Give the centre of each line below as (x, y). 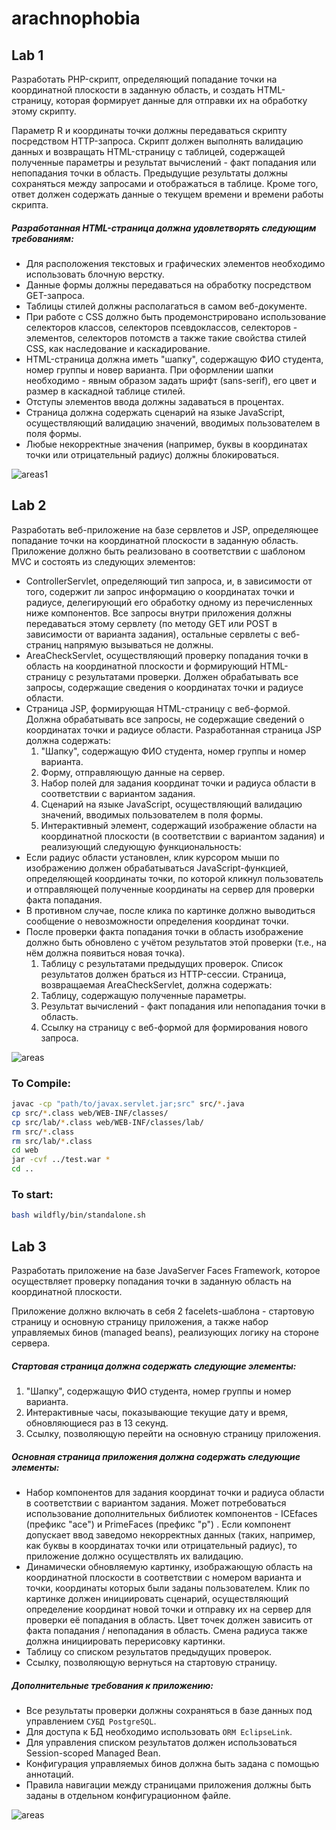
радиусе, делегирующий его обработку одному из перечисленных (169, 602)
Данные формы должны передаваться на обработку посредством (168, 284)
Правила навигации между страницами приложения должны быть (168, 1784)
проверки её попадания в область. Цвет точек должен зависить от (169, 1620)
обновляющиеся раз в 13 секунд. (97, 1423)
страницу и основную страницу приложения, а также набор (140, 1322)
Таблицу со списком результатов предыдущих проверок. (149, 1651)
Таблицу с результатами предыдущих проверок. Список (162, 963)
